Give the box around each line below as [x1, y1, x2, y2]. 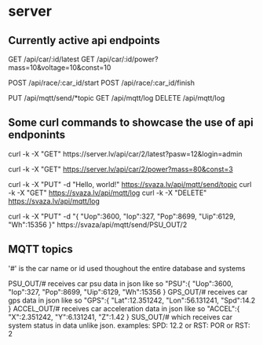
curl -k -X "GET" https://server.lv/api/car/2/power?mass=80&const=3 [8, 164, 233, 174]
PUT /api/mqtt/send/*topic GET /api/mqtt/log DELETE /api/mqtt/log [8, 94, 225, 102]
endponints [8, 128, 66, 141]
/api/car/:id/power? [97, 54, 159, 64]
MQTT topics [8, 243, 73, 256]
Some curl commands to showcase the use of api [8, 116, 254, 130]
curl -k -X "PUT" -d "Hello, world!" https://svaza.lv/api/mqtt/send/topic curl [8, 179, 252, 189]
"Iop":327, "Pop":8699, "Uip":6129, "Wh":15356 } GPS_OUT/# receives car [8, 287, 248, 296]
